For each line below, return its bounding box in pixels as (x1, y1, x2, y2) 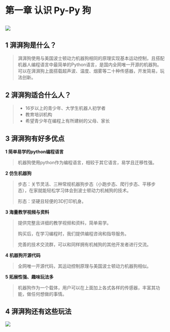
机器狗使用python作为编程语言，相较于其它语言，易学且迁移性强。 (17, 160, 157, 166)
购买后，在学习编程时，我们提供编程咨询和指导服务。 (17, 231, 129, 237)
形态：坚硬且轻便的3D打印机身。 (17, 198, 86, 204)
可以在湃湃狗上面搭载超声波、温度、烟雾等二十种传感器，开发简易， (17, 68, 160, 74)
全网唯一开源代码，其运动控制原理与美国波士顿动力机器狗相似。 (17, 263, 151, 269)
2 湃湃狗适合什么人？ (5, 90, 72, 99)
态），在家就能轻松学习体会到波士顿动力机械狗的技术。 (17, 188, 131, 194)
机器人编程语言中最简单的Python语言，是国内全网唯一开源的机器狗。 (17, 62, 162, 68)
